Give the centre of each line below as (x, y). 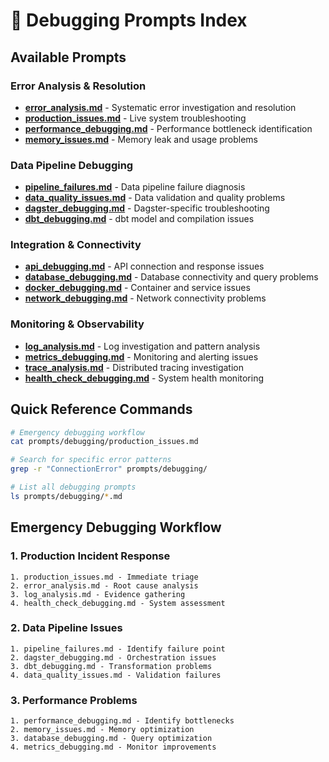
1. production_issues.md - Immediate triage (104, 577)
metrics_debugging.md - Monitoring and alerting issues (141, 356)
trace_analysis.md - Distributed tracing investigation (134, 367)
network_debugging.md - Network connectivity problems (145, 298)
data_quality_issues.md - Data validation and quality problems (155, 198)
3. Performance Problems (74, 700)
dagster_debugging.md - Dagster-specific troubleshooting (147, 208)
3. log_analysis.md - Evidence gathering (98, 594)
